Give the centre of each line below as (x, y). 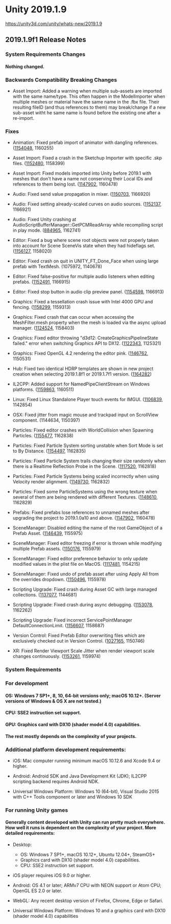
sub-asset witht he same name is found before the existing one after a (87, 113)
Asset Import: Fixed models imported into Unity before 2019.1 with (82, 173)
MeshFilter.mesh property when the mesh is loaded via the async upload (89, 323)
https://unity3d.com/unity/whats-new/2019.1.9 (54, 24)
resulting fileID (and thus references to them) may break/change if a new (89, 107)
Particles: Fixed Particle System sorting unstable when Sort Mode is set (88, 446)
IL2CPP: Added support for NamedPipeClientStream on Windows (81, 384)
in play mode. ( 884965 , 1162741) (47, 230)
